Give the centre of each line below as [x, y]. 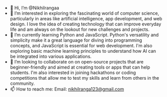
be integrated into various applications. [51, 56]
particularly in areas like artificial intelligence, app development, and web [86, 19]
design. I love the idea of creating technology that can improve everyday [86, 24]
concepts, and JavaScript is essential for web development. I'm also [81, 45]
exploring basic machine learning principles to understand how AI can [83, 51]
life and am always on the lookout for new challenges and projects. [80, 29]
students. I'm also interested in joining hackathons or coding [73, 73]
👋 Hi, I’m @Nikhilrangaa [34, 8]
